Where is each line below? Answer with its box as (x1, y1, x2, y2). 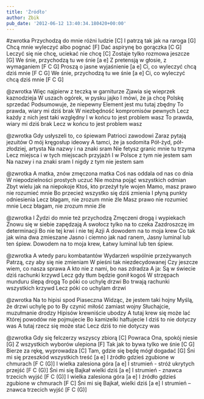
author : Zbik (6, 15, 40, 21)
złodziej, (6, 145, 27, 153)
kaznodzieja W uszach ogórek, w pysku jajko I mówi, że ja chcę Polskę (6, 94, 184, 101)
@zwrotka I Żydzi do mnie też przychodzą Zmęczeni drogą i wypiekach (6, 214, 186, 222)
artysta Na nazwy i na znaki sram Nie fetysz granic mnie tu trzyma (28, 145, 195, 153)
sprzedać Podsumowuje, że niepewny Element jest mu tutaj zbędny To (6, 101, 184, 108)
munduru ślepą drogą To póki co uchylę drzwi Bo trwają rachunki (6, 278, 170, 285)
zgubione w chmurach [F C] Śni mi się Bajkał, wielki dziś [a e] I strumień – (6, 379, 191, 387)
